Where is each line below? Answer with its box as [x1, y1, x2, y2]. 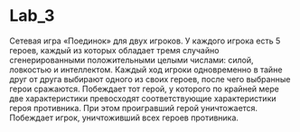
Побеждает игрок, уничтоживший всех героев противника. [9, 112, 239, 123]
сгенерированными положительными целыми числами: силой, [9, 54, 255, 65]
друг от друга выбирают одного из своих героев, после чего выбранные [9, 73, 291, 84]
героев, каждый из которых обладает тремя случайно [9, 44, 220, 55]
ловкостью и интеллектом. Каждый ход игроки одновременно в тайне [9, 64, 283, 75]
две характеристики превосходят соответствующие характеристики [9, 92, 277, 104]
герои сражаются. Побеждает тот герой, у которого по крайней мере [9, 83, 280, 94]
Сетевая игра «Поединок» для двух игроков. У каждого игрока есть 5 [9, 35, 281, 46]
